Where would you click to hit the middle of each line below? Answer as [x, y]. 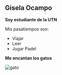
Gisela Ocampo [29, 8]
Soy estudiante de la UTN [31, 19]
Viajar [18, 38]
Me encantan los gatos [29, 58]
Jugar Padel [24, 48]
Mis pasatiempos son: [27, 29]
